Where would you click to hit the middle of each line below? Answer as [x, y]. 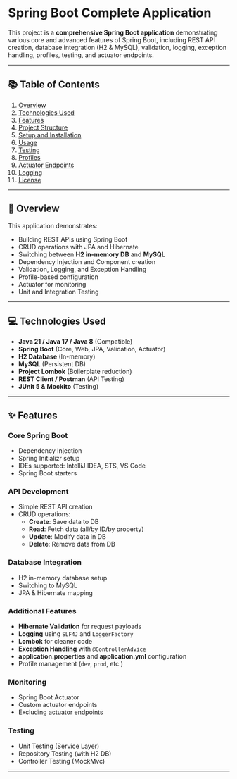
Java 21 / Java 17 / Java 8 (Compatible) [75, 342]
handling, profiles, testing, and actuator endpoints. [81, 55]
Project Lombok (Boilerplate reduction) [75, 372]
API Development [38, 491]
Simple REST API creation [55, 507]
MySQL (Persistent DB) [52, 364]
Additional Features [42, 611]
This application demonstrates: [53, 225]
